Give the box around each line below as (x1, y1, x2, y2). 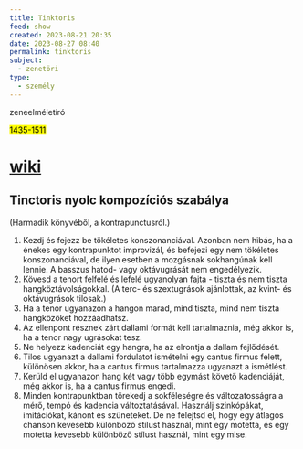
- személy (17, 81, 55, 91)
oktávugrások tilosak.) (22, 293, 107, 304)
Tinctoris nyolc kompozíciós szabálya (9, 193, 230, 208)
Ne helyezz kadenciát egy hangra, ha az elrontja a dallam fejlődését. (22, 341, 280, 352)
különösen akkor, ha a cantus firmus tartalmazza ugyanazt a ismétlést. (22, 360, 288, 371)
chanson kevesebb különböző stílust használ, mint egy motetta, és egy (22, 419, 289, 430)
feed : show (9, 22, 51, 31)
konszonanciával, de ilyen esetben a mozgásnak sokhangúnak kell (22, 253, 273, 265)
